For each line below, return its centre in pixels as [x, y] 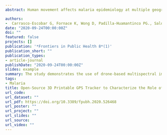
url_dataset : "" [22, 97]
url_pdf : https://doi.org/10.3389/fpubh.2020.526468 [61, 102]
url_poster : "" [21, 106]
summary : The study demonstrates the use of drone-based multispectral [81, 74]
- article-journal [24, 60]
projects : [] [19, 42]
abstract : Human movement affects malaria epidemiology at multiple [78, 10]
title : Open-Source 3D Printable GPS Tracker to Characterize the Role [81, 88]
